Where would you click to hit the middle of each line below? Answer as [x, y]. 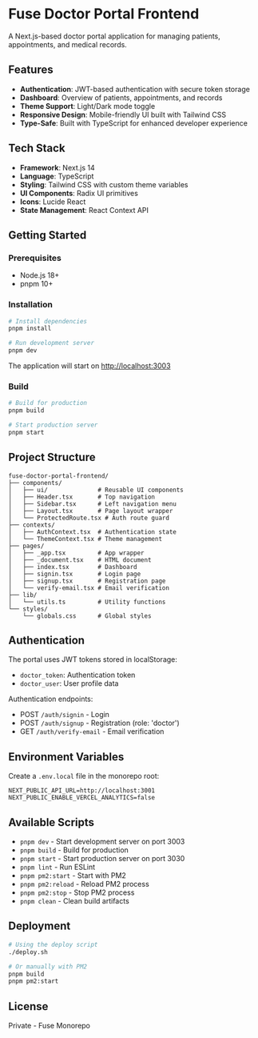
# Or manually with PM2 [48, 966]
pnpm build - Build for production [74, 850]
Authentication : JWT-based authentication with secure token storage [135, 89]
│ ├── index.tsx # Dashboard [73, 567]
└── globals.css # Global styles [87, 616]
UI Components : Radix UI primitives [79, 193]
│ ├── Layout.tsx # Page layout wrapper [91, 511]
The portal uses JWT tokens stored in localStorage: [93, 659]
